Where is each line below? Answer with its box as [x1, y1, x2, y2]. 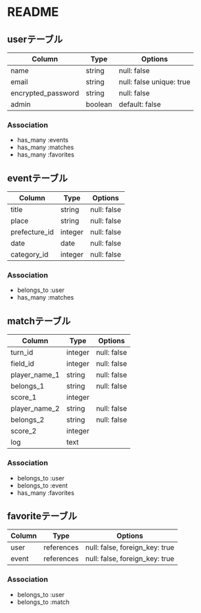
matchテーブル [7, 315, 71, 327]
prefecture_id [10, 227, 54, 237]
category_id [10, 250, 49, 260]
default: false [118, 99, 162, 109]
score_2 [10, 426, 36, 436]
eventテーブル [7, 172, 68, 184]
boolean [85, 99, 112, 109]
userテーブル [7, 33, 63, 45]
